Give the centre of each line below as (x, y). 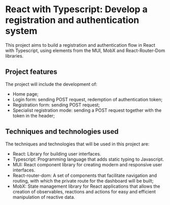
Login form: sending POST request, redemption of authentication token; (88, 99)
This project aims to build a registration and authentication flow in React (80, 45)
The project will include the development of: (51, 84)
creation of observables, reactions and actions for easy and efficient (84, 191)
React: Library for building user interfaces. (57, 154)
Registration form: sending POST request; (56, 105)
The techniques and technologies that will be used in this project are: (77, 144)
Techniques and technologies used (62, 131)
